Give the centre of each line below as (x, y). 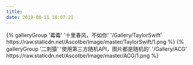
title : (14, 12)
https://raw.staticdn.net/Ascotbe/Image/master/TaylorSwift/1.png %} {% (95, 42)
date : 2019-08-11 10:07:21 (40, 17)
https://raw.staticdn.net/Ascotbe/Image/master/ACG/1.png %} (82, 55)
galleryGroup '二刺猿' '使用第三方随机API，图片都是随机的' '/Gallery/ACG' (97, 49)
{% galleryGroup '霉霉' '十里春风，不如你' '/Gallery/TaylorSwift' (84, 35)
